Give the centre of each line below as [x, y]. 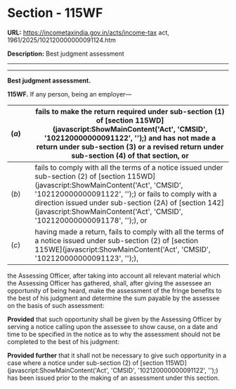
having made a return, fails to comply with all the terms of [130, 232]
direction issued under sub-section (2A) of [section [120, 202]
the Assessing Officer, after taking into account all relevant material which [114, 276]
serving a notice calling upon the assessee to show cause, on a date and [112, 326]
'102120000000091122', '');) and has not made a [130, 137]
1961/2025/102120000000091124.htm [62, 39]
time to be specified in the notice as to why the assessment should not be [114, 334]
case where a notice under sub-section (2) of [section [85, 363]
